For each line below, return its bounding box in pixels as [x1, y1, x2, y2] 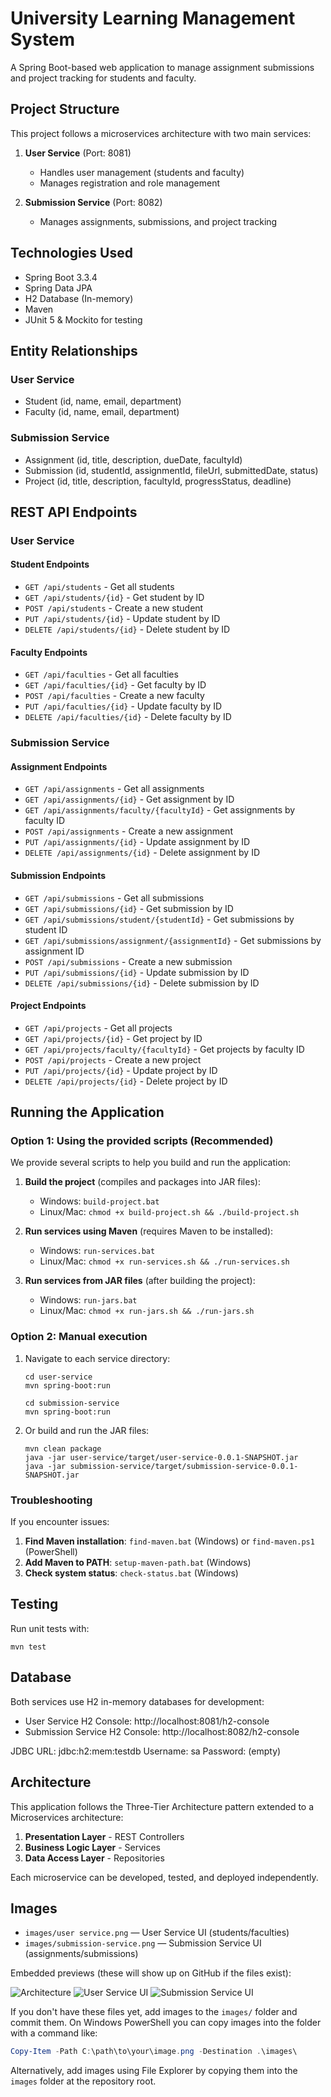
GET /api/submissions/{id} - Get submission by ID [24, 902, 234, 914]
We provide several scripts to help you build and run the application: [10, 1157, 292, 1169]
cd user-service [24, 1372, 93, 1382]
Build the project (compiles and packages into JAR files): [24, 1176, 261, 1188]
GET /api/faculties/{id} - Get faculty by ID [24, 679, 207, 691]
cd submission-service [24, 1398, 120, 1408]
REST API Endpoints [10, 503, 138, 521]
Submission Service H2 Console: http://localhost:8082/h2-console [24, 1725, 300, 1737]
